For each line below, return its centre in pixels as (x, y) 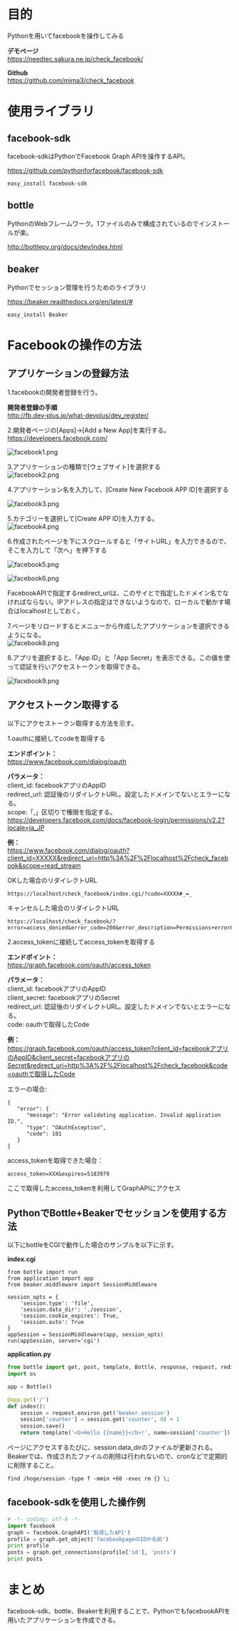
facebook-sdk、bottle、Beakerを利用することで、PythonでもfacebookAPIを (119, 1611)
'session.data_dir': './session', (71, 1310)
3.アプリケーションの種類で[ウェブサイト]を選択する (84, 466)
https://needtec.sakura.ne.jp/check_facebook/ (75, 59)
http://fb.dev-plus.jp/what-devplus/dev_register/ (78, 415)
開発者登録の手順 (32, 407)
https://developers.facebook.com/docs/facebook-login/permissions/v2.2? (116, 820)
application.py (29, 1354)
